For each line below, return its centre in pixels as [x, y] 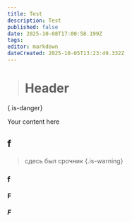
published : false [33, 27]
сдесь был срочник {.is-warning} [74, 160]
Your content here [34, 122]
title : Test [25, 14]
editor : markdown [33, 47]
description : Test [34, 21]
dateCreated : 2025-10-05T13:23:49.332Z [66, 54]
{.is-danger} [25, 107]
